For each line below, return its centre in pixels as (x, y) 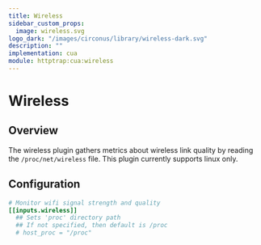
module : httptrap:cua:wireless (61, 61)
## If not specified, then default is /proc (92, 226)
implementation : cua (43, 53)
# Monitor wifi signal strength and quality (84, 203)
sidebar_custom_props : (46, 23)
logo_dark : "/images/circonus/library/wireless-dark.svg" (108, 38)
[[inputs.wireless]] (43, 210)
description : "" (36, 46)
